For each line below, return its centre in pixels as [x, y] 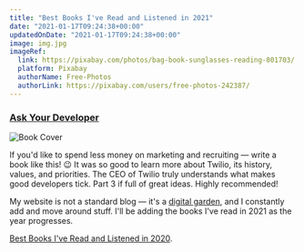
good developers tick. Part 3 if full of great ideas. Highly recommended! [144, 184]
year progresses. [41, 220]
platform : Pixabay [53, 69]
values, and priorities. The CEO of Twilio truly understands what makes [142, 174]
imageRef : [28, 52]
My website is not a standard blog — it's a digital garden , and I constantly [147, 201]
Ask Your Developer [55, 117]
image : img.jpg [38, 43]
